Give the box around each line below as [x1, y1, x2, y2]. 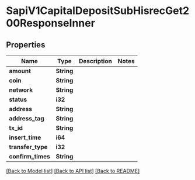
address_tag [9, 115, 44, 122]
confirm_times [9, 153, 51, 160]
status [9, 95, 27, 103]
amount [9, 67, 31, 75]
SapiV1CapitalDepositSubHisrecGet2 [6, 4, 190, 18]
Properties [6, 40, 46, 50]
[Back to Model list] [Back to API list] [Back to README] [6, 168, 140, 174]
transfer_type [9, 143, 48, 151]
